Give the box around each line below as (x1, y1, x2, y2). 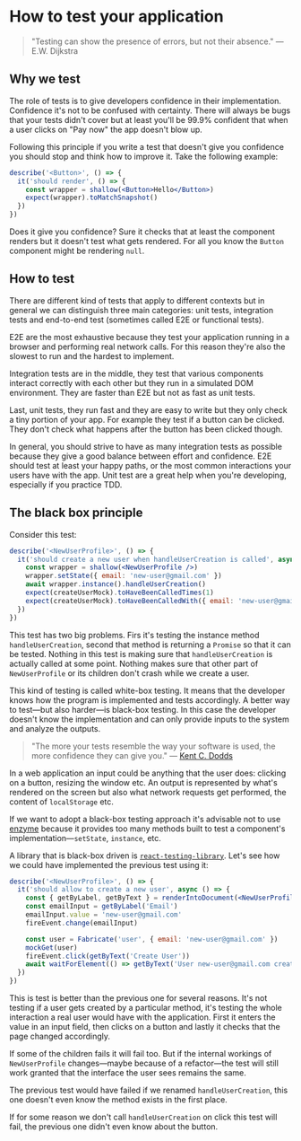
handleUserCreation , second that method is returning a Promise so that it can (9, 639, 291, 650)
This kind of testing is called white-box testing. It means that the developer (9, 685, 286, 696)
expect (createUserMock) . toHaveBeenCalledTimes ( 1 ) (25, 588, 215, 597)
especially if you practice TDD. (9, 478, 123, 490)
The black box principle (9, 505, 143, 521)
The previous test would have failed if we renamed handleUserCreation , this (9, 1084, 288, 1095)
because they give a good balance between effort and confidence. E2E (9, 451, 272, 461)
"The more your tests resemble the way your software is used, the (30, 741, 276, 751)
